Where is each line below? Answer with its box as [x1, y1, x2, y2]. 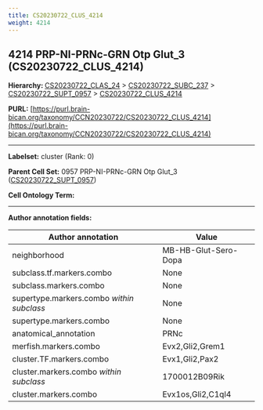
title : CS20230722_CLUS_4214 [8, 11, 103, 20]
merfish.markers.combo [12, 341, 100, 352]
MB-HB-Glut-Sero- [162, 245, 239, 256]
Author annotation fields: [8, 213, 92, 223]
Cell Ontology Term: [8, 190, 75, 200]
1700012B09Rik [162, 372, 225, 383]
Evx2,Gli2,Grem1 [162, 341, 225, 352]
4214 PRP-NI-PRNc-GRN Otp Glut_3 [8, 48, 186, 61]
